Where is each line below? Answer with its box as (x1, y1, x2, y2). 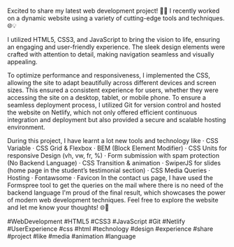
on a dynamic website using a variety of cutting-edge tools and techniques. (7, 14, 225, 22)
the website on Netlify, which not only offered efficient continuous (7, 108, 198, 117)
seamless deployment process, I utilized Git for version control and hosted (7, 101, 221, 109)
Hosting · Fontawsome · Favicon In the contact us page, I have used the (7, 174, 214, 181)
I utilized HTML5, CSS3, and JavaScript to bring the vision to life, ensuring (7, 36, 220, 43)
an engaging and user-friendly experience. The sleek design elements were (7, 43, 226, 51)
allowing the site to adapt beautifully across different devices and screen (7, 79, 217, 87)
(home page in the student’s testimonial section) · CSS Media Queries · (7, 166, 211, 174)
